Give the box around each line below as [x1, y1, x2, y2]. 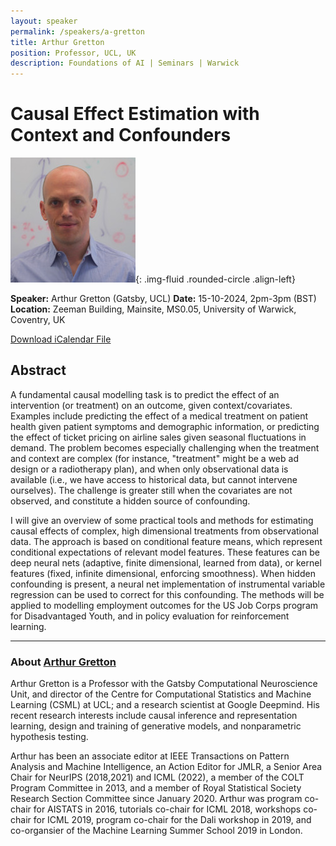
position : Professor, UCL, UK [10, 48, 137, 58]
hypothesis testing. [10, 731, 89, 743]
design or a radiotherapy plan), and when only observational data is [10, 463, 289, 475]
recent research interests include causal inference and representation [10, 710, 298, 722]
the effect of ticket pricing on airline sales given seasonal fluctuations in [10, 431, 307, 443]
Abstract [10, 362, 67, 379]
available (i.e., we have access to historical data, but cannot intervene [10, 473, 298, 485]
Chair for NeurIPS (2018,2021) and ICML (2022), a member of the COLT [10, 771, 305, 784]
